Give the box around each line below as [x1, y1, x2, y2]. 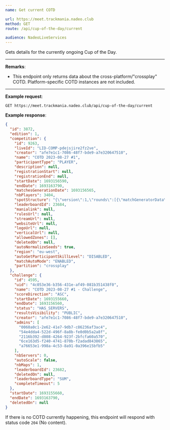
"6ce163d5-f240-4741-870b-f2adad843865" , [18, 339, 108, 344]
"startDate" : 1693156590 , [14, 178, 69, 184]
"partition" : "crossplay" [14, 263, 69, 269]
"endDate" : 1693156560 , [14, 301, 65, 306]
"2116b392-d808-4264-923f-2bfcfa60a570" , [18, 334, 108, 339]
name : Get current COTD [5, 7, 56, 13]
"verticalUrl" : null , [14, 230, 60, 236]
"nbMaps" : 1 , [14, 362, 42, 368]
